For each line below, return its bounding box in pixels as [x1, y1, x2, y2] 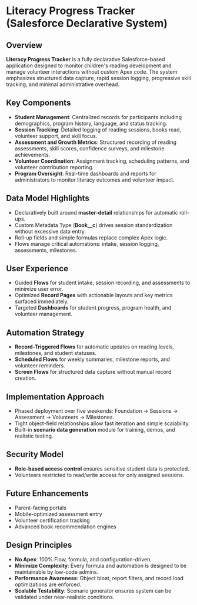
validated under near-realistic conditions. [14, 593, 115, 600]
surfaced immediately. [14, 298, 69, 305]
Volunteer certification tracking [14, 517, 90, 524]
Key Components [6, 98, 71, 108]
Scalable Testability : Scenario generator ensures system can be [14, 587, 172, 594]
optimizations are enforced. [14, 581, 82, 588]
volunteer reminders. [14, 362, 66, 369]
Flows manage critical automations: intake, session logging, [14, 240, 159, 247]
